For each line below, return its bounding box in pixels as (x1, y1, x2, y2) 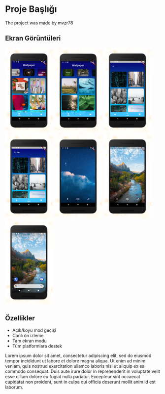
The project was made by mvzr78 (5, 20, 73, 26)
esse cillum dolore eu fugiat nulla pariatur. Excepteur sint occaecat (5, 373, 140, 379)
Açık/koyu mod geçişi (12, 327, 57, 333)
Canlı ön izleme (12, 332, 44, 338)
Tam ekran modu (12, 338, 47, 344)
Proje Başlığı (5, 3, 57, 15)
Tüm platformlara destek (12, 343, 63, 349)
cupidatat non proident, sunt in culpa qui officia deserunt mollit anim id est (5, 379, 156, 385)
